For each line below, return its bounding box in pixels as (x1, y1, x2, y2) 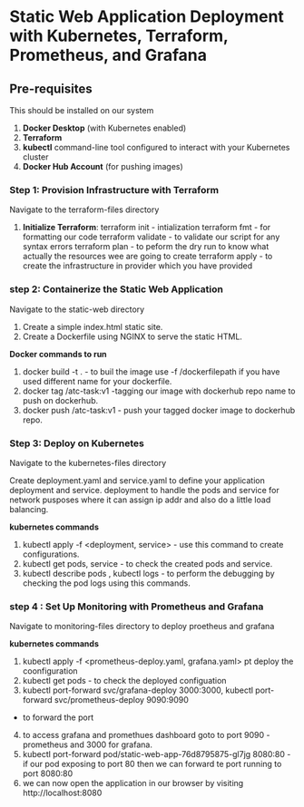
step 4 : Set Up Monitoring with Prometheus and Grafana (9, 600, 264, 613)
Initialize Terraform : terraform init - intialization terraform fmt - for (22, 222, 271, 233)
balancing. (9, 503, 49, 514)
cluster (22, 151, 49, 162)
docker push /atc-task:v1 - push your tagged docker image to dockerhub (22, 404, 296, 415)
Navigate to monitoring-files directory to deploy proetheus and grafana (9, 621, 275, 632)
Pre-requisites (9, 81, 93, 96)
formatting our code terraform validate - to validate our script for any (22, 231, 280, 242)
